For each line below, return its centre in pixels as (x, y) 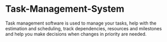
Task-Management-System (65, 9)
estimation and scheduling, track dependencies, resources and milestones (83, 28)
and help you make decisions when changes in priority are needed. (76, 34)
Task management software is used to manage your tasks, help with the (81, 23)
